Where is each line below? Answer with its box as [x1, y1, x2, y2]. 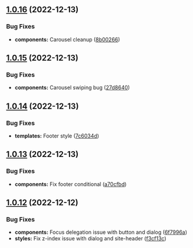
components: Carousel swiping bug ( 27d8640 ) [14, 84, 130, 91]
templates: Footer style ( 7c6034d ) [14, 132, 99, 139]
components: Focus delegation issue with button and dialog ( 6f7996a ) [14, 229, 188, 236]
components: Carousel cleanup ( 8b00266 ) [14, 35, 120, 43]
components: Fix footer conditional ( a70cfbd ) [14, 180, 127, 188]
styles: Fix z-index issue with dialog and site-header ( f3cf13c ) [14, 235, 166, 242]
